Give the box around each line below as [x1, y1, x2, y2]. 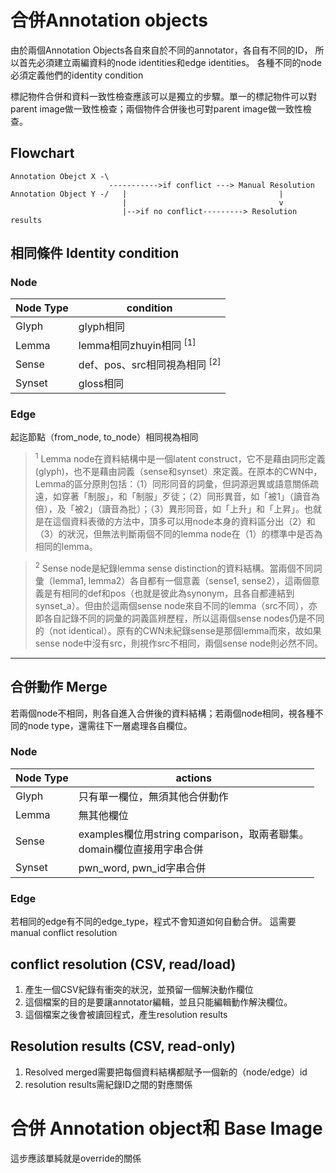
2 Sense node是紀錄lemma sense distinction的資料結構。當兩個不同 [34, 561, 314, 574]
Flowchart [10, 145, 75, 162]
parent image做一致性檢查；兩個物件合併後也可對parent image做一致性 [10, 102, 303, 115]
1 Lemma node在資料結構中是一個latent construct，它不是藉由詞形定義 [34, 451, 326, 465]
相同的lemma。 [34, 541, 98, 553]
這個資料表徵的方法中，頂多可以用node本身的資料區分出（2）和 [52, 516, 316, 528]
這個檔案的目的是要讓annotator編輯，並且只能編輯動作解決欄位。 [24, 996, 293, 1008]
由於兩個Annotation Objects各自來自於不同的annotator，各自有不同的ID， [10, 44, 313, 56]
